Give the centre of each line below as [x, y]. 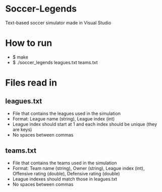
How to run [29, 43]
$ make [20, 57]
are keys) [22, 130]
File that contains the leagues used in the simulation [67, 113]
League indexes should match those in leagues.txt [65, 179]
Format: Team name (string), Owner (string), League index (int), [78, 168]
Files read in [31, 83]
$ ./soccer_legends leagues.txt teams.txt [55, 62]
